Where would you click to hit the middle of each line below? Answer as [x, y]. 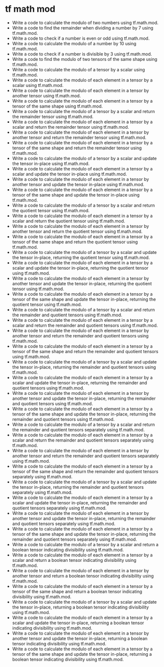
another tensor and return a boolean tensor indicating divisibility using [83, 576]
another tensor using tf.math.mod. [47, 96]
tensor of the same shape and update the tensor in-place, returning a [82, 654]
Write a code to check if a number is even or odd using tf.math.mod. [81, 38]
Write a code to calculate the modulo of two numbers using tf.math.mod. [85, 23]
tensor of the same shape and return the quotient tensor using [75, 242]
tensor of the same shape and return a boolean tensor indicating [77, 591]
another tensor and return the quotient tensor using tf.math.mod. [77, 231]
